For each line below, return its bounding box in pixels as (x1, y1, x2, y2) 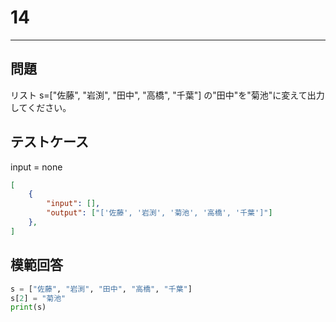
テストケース (10, 134, 89, 151)
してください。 (10, 101, 72, 113)
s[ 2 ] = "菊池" (10, 293, 67, 303)
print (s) (10, 302, 47, 313)
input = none (10, 161, 63, 173)
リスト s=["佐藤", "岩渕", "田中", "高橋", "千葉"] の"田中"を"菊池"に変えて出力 (10, 89, 325, 101)
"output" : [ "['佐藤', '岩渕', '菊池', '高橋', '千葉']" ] (46, 208, 273, 218)
